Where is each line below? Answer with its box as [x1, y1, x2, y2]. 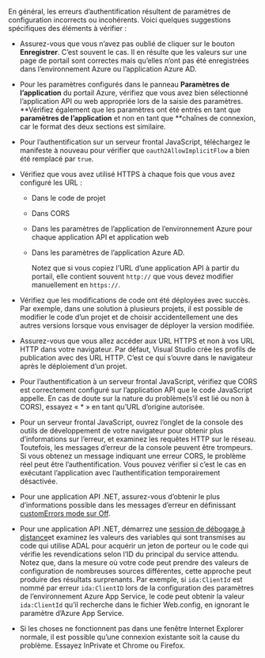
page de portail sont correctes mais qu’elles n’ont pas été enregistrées [19, 56, 249, 65]
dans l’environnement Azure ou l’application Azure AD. [19, 64, 197, 74]
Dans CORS [31, 209, 70, 217]
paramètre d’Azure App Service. [19, 609, 124, 618]
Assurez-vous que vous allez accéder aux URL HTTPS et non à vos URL [19, 337, 255, 345]
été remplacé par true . [19, 154, 94, 164]
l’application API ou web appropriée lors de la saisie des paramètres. [19, 97, 244, 106]
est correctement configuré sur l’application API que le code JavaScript [19, 385, 253, 394]
